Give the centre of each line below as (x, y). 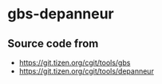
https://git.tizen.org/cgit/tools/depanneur (87, 71)
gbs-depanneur (61, 14)
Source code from (53, 44)
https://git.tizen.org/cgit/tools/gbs (75, 62)
